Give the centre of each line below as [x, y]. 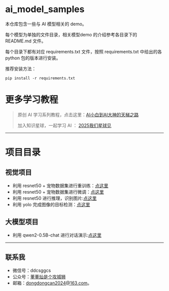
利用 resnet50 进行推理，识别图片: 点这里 [55, 198]
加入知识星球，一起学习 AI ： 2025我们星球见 [64, 125]
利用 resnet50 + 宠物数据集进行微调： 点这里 [58, 192]
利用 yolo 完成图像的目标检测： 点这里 [51, 204]
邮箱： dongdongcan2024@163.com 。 [52, 283]
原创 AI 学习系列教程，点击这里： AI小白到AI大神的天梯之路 [78, 114]
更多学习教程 [32, 100]
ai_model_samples [45, 9]
